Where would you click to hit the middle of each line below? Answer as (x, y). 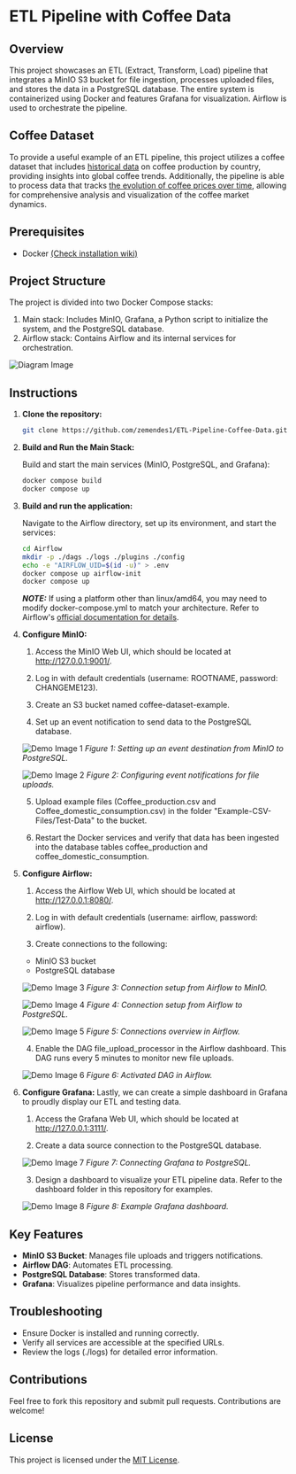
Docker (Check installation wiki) (80, 253)
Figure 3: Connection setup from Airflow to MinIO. (177, 988)
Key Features (46, 1234)
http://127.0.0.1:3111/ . (72, 1129)
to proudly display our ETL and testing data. (102, 1102)
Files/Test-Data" (65, 820)
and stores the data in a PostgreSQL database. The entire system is (132, 89)
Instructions (43, 393)
